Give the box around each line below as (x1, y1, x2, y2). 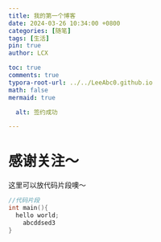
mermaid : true (8, 93, 56, 101)
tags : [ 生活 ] (8, 34, 50, 43)
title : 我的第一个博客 (8, 11, 76, 20)
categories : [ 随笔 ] (8, 27, 72, 35)
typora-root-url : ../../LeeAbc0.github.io (8, 78, 153, 87)
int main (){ (8, 204, 48, 212)
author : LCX (8, 49, 48, 57)
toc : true (8, 64, 42, 72)
